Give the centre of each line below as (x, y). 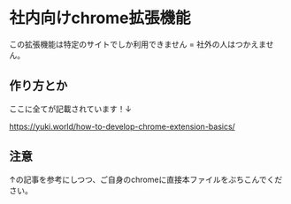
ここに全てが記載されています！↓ (71, 109)
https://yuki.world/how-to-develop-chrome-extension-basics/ (123, 126)
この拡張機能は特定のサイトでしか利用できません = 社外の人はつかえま (138, 44)
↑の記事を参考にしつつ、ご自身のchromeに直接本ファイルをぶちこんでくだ (146, 179)
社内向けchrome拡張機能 (100, 18)
